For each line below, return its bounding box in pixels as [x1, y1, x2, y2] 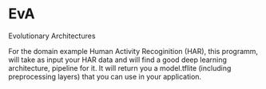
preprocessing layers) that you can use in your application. [8, 72, 202, 81]
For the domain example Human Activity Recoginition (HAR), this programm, [8, 46, 258, 56]
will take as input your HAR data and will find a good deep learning [8, 55, 228, 64]
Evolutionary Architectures [8, 31, 96, 41]
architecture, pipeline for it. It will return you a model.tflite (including [8, 63, 232, 72]
